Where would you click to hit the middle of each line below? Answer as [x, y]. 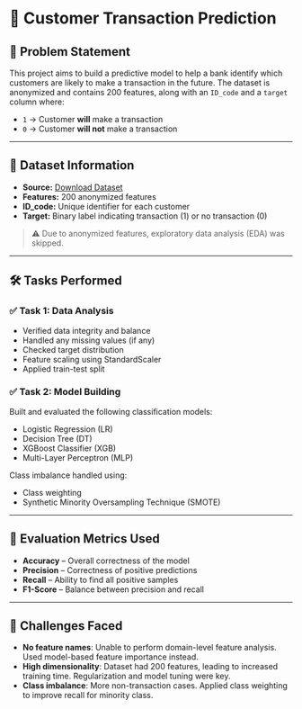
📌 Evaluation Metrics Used [84, 539]
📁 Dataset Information [72, 166]
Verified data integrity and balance [86, 330]
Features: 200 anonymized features [89, 196]
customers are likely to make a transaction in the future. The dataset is [140, 83]
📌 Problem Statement [70, 52]
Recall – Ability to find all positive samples [100, 579]
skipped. [48, 243]
